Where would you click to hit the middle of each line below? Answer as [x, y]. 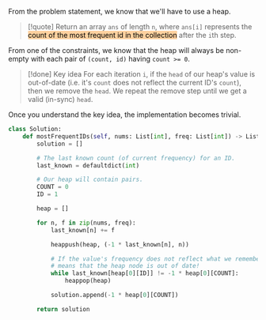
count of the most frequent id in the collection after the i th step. [132, 35]
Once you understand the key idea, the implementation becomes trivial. [125, 115]
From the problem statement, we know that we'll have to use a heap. [120, 11]
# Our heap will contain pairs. [90, 180]
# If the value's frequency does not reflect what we [141, 259]
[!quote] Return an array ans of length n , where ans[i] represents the [140, 26]
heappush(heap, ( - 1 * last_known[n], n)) [120, 244]
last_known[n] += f [82, 230]
